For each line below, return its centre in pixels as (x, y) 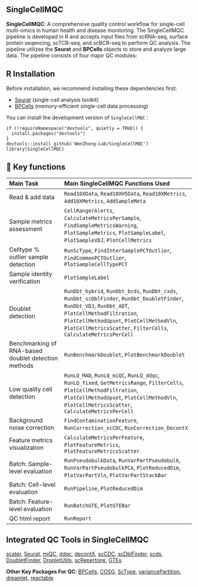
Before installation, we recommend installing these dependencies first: (92, 88)
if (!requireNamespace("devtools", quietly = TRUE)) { (75, 128)
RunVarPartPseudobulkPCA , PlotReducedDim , (122, 468)
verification (25, 281)
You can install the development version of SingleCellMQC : (77, 117)
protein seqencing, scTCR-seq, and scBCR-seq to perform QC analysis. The (98, 43)
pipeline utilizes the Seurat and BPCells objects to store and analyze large (96, 49)
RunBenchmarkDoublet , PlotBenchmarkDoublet (125, 355)
